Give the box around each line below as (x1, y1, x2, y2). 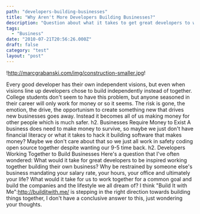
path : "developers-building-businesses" (6, 8, 108, 15)
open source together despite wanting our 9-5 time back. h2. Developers (6, 144, 186, 151)
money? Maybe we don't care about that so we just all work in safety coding (6, 137, 193, 144)
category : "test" (6, 48, 49, 53)
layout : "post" (6, 53, 44, 59)
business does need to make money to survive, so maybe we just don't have (6, 125, 194, 132)
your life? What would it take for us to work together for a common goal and (6, 175, 192, 182)
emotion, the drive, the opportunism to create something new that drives (6, 106, 185, 113)
